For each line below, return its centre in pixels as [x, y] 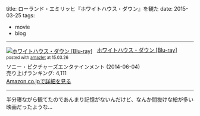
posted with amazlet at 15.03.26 [37, 57]
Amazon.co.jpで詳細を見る [39, 81]
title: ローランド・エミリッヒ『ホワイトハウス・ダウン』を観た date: [90, 9]
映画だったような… [29, 106]
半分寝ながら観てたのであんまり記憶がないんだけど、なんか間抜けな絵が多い [100, 99]
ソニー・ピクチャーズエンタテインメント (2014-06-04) [73, 67]
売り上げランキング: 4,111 [37, 73]
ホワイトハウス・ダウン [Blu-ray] [137, 50]
